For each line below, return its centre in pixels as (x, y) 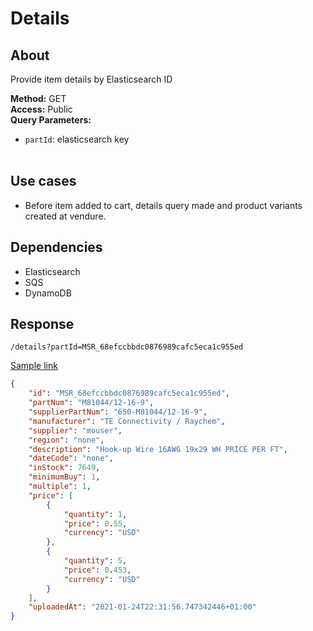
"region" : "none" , (66, 440)
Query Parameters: (51, 120)
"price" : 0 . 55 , (95, 523)
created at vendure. (65, 216)
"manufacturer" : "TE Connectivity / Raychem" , (127, 421)
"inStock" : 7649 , (64, 468)
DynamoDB (48, 293)
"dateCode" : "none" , (71, 458)
